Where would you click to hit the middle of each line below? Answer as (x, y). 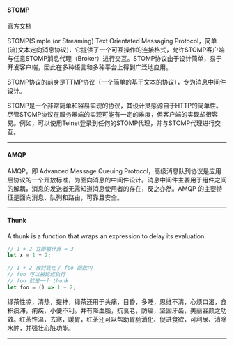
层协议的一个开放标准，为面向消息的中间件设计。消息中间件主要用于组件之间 (117, 180)
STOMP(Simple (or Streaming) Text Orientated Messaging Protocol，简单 (112, 41)
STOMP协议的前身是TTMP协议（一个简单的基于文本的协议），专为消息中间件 (117, 82)
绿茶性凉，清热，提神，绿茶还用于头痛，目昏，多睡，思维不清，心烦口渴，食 (117, 301)
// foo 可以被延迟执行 (37, 275)
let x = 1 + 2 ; (29, 255)
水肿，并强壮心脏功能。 (41, 328)
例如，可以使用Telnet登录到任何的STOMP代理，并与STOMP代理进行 (117, 123)
